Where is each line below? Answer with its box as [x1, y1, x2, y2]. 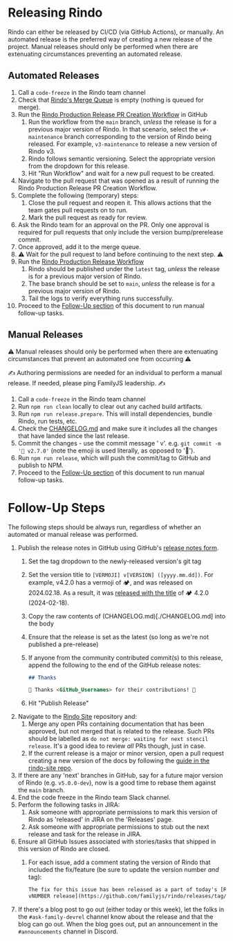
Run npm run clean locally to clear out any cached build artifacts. [17, 402, 203, 410]
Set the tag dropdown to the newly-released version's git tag [28, 557, 202, 565]
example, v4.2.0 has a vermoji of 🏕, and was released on [28, 578, 193, 586]
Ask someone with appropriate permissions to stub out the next [28, 823, 209, 831]
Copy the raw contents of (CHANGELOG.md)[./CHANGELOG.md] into [28, 612, 226, 620]
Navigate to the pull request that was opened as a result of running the [17, 176, 220, 185]
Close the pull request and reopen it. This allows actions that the [28, 199, 212, 207]
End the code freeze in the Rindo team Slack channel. [17, 794, 171, 802]
